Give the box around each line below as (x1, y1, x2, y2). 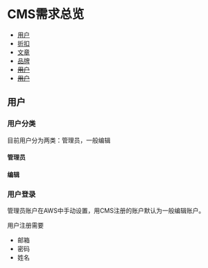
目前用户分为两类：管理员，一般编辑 (7, 136, 111, 144)
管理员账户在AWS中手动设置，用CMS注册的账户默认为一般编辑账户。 (7, 206, 205, 215)
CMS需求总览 (7, 6, 85, 22)
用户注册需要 (7, 221, 44, 230)
